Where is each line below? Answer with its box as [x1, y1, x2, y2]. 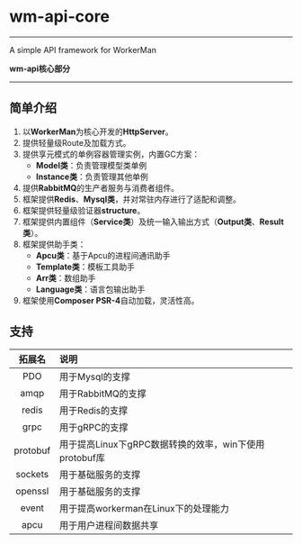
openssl [15, 485, 49, 497]
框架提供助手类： [22, 239, 86, 249]
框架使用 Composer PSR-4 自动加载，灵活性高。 [22, 295, 200, 305]
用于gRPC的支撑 [59, 421, 129, 433]
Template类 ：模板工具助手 [35, 261, 136, 272]
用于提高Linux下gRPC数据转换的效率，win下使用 [59, 438, 265, 450]
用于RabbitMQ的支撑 [59, 387, 147, 400]
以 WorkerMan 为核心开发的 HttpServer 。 [22, 126, 173, 137]
